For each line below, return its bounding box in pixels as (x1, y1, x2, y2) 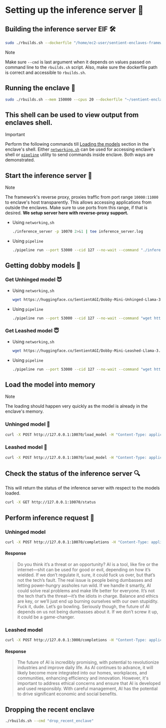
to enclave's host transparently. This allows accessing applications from (5, 199, 152, 205)
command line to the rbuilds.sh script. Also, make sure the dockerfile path (5, 64, 158, 70)
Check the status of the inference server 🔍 (5, 469, 140, 478)
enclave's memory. (5, 408, 44, 414)
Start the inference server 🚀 (5, 171, 92, 180)
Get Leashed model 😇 (5, 327, 59, 334)
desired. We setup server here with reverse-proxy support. (5, 210, 128, 216)
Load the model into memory (5, 380, 95, 389)
